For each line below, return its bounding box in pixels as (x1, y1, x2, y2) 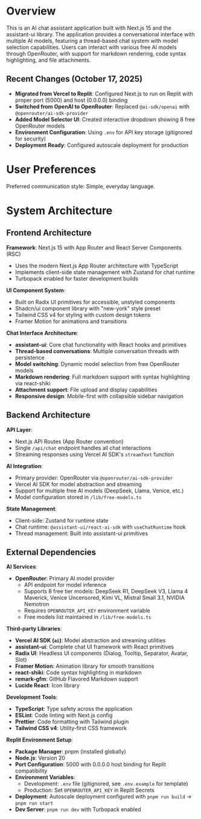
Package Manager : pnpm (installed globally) (14, 748, 127, 755)
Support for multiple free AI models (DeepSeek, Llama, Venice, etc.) (14, 487, 184, 494)
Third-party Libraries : (6, 625, 62, 633)
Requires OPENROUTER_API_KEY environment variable (24, 607, 150, 615)
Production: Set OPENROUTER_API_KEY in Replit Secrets (24, 786, 155, 794)
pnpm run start (14, 800, 54, 807)
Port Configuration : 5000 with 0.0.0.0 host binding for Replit (14, 761, 166, 768)
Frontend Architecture (6, 228, 92, 238)
